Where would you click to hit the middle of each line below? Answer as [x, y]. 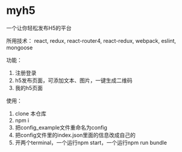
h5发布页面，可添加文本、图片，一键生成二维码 [74, 80]
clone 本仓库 [30, 113]
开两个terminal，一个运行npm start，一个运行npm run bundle [91, 142]
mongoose [20, 47]
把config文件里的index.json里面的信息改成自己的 [75, 135]
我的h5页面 [29, 87]
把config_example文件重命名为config [61, 127]
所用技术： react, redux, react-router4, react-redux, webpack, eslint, [91, 40]
